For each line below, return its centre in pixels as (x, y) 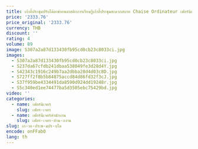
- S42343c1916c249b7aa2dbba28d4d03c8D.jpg (64, 72)
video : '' (18, 93)
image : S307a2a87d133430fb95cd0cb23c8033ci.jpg (66, 50)
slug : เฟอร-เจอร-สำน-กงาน (44, 121)
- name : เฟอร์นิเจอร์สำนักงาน (39, 115)
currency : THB (24, 28)
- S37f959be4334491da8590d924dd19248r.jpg (64, 83)
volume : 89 (19, 45)
